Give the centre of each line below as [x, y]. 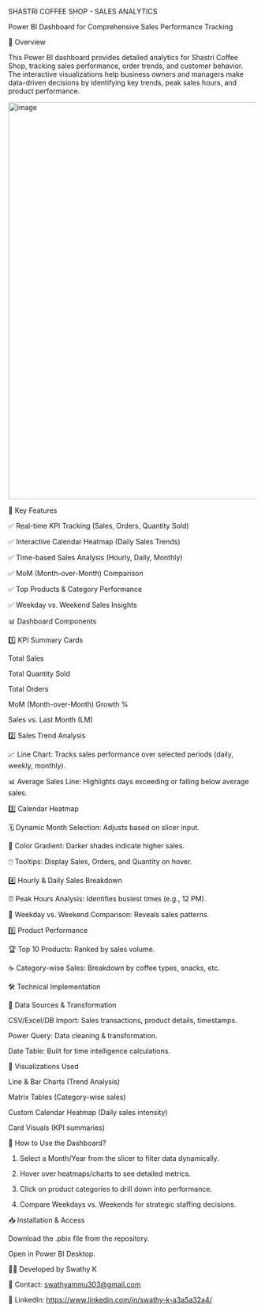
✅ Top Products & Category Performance [75, 589]
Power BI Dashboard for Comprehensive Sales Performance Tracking [121, 27]
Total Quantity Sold [39, 673]
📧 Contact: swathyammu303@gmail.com [75, 1284]
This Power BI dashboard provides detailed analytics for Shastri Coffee [123, 57]
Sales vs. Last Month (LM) [50, 720]
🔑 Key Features [33, 510]
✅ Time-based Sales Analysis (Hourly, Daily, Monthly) [95, 557]
